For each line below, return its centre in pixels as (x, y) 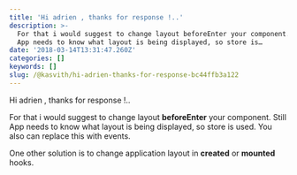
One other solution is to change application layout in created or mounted (142, 153)
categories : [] (37, 58)
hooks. (22, 162)
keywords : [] (33, 67)
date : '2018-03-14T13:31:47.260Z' (73, 50)
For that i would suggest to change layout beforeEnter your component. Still (148, 117)
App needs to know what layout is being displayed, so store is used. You (141, 126)
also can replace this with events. (70, 136)
